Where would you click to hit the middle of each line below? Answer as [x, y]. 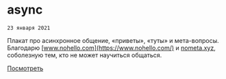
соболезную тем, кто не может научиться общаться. [85, 55]
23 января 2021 [29, 28]
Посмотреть [25, 68]
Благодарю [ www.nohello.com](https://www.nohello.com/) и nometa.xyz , [111, 48]
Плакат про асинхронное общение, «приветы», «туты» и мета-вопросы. [113, 40]
